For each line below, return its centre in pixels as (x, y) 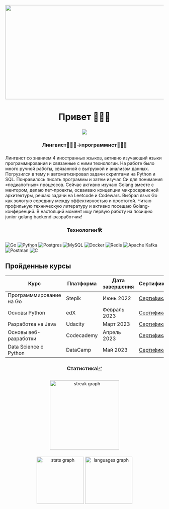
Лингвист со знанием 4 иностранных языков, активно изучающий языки (83, 158)
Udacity (75, 324)
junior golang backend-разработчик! (44, 217)
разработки (22, 338)
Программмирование (34, 295)
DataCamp (79, 350)
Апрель (112, 332)
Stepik (74, 298)
